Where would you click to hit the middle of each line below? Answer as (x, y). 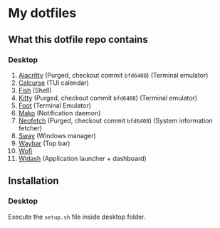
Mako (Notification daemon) (59, 113)
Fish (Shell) (35, 90)
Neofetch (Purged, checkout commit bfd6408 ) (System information (115, 120)
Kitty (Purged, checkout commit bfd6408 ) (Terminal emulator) (108, 98)
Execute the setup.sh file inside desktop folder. (77, 217)
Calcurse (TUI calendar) (54, 83)
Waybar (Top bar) (44, 143)
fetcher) (30, 128)
